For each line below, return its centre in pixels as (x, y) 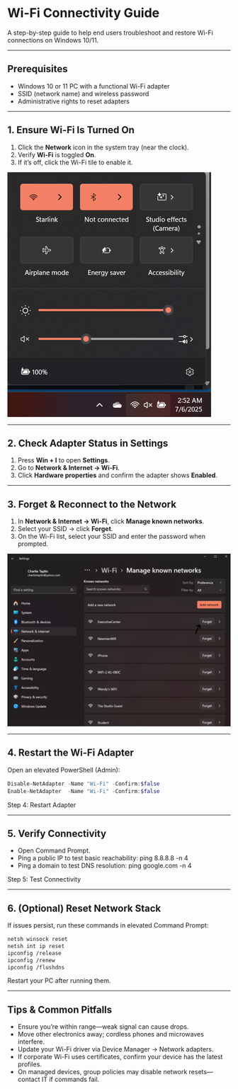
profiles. (30, 1064)
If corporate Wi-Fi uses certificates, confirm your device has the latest (120, 1057)
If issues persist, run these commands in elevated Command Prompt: (108, 925)
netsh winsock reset (38, 940)
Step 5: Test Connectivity (44, 879)
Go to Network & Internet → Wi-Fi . (69, 468)
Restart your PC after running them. (59, 981)
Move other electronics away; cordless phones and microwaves (110, 1034)
